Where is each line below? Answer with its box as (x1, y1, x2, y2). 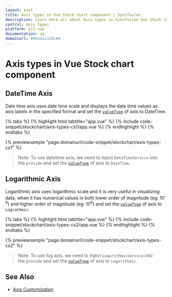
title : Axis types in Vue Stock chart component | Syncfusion (5, 12, 141, 17)
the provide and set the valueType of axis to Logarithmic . (17, 258, 138, 264)
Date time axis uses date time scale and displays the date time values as (5, 103, 158, 109)
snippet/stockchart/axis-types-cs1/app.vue (5, 123, 97, 130)
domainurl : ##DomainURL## (5, 36, 60, 41)
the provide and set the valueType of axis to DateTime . (17, 160, 131, 166)
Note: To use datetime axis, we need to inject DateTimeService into (17, 154, 158, 160)
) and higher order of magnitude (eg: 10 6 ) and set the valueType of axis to (7, 200, 162, 207)
